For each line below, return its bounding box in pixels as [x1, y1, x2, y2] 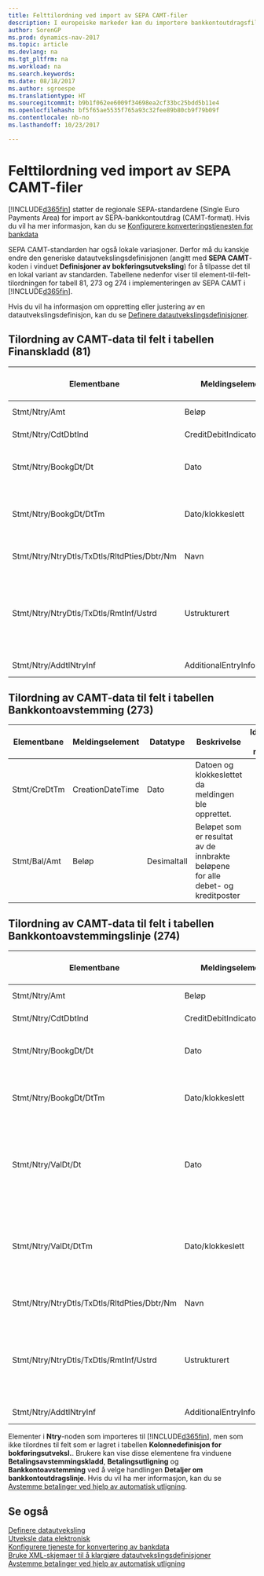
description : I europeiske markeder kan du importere [8, 19, 189, 27]
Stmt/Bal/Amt [12, 856, 61, 867]
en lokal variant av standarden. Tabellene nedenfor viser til [8, 269, 198, 279]
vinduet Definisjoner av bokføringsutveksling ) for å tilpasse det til [34, 261, 251, 271]
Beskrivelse [196, 736, 242, 747]
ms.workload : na [8, 63, 61, 71]
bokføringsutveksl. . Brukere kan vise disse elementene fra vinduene [8, 1449, 232, 1458]
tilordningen [8, 278, 47, 288]
